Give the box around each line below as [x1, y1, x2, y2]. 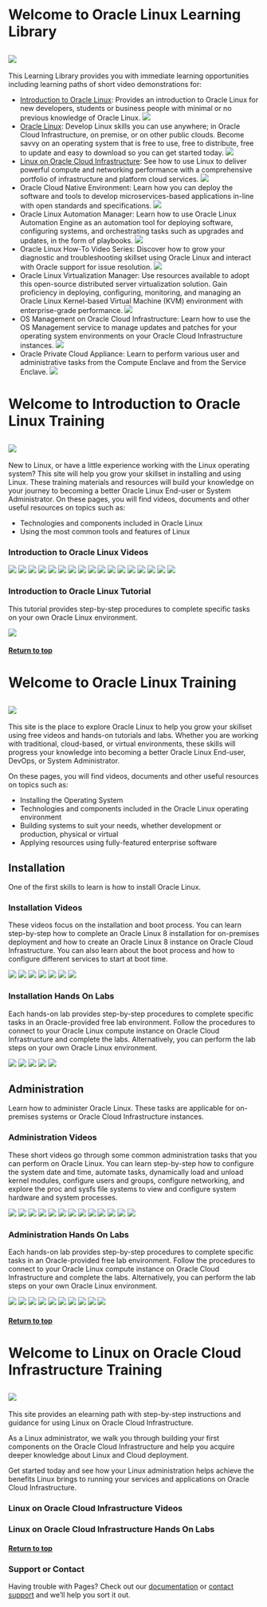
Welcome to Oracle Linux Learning [8, 6, 241, 24]
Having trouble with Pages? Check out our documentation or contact [8, 1581, 234, 1591]
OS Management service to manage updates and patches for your [19, 323, 238, 332]
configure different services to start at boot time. [8, 954, 168, 964]
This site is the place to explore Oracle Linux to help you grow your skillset [8, 722, 253, 732]
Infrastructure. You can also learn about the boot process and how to [8, 946, 235, 955]
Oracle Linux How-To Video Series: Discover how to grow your [19, 244, 226, 253]
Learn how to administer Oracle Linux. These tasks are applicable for [8, 1104, 235, 1113]
